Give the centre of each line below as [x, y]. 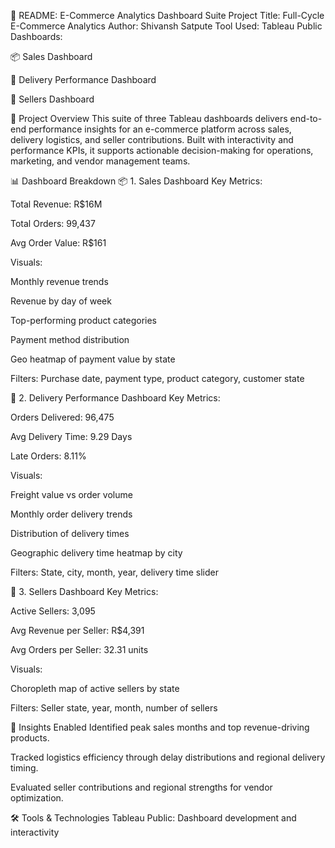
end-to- [306, 118]
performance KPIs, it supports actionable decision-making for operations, [162, 150]
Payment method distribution [70, 339]
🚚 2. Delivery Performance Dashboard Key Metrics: [115, 398]
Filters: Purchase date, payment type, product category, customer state [157, 378]
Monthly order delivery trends [71, 514]
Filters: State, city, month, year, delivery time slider [114, 572]
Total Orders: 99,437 [53, 223]
